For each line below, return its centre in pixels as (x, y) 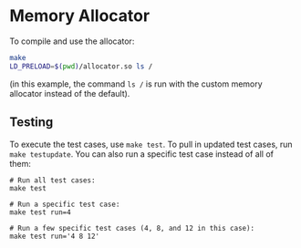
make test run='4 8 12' (55, 236)
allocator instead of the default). (70, 93)
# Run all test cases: (52, 180)
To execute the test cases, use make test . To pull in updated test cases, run (151, 144)
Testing (31, 123)
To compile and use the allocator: (72, 41)
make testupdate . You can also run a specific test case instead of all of (141, 154)
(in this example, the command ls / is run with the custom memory (136, 84)
